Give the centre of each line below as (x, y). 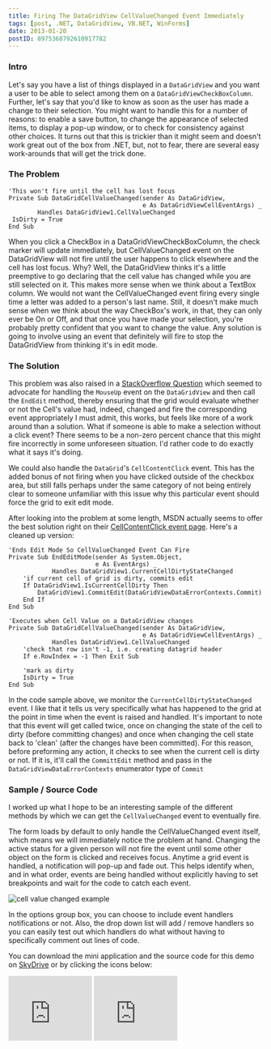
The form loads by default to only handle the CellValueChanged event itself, (134, 832)
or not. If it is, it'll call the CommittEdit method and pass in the (110, 760)
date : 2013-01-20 (38, 31)
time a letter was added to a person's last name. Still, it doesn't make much (133, 301)
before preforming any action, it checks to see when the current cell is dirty (134, 752)
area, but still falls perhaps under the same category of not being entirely (130, 485)
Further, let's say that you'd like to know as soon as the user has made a (129, 101)
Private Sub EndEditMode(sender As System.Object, (95, 557)
